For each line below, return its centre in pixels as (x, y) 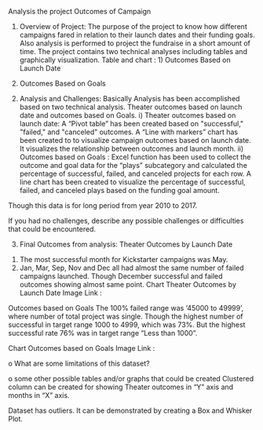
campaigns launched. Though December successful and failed (121, 276)
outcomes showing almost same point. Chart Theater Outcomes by (128, 284)
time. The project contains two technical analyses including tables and (133, 51)
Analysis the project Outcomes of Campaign (80, 11)
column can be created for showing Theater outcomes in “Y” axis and (121, 387)
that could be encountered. (52, 229)
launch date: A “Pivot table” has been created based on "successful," (131, 124)
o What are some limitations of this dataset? (79, 363)
